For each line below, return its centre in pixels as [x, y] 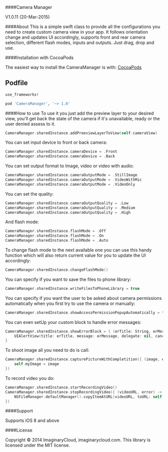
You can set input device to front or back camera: [56, 143]
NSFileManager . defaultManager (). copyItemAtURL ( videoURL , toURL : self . [89, 397]
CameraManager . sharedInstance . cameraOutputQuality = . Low [67, 203]
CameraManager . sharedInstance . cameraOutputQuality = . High [68, 212]
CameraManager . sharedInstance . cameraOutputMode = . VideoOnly [70, 184]
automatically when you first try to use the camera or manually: [70, 303]
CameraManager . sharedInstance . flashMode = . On [54, 236]
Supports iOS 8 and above [32, 420]
